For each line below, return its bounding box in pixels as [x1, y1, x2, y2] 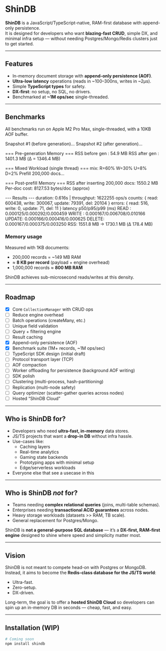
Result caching [12, 334, 43, 340]
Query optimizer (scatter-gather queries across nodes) [12, 390, 124, 396]
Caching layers [19, 444, 50, 449]
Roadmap [5, 293, 36, 302]
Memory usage [5, 233, 42, 240]
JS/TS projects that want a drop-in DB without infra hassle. [12, 433, 133, 439]
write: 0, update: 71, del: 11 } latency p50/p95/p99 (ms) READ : [5, 205, 131, 211]
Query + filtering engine [12, 328, 61, 334]
